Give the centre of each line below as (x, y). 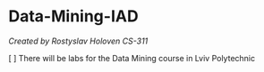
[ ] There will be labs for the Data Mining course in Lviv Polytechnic (132, 58)
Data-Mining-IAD (74, 16)
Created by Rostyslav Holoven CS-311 (78, 41)
